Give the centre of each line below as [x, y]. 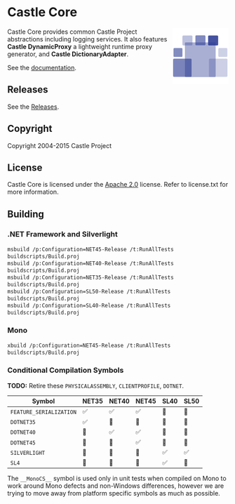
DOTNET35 [23, 423]
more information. [33, 192]
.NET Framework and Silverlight [62, 234]
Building [26, 214]
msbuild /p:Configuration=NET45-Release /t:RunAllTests [90, 250]
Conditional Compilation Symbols [66, 371]
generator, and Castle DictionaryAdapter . [68, 54]
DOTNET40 [23, 432]
